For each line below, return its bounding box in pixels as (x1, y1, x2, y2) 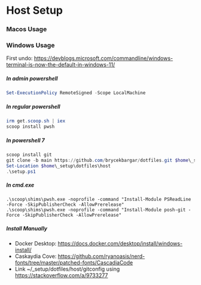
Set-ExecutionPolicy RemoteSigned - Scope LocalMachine (6, 90, 146, 96)
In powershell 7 (6, 136, 45, 144)
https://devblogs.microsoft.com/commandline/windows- (33, 55, 173, 62)
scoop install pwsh (6, 124, 55, 130)
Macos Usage (6, 25, 47, 34)
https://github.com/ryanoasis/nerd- (57, 253, 145, 260)
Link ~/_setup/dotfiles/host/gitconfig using (14, 265, 120, 273)
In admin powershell (6, 75, 58, 82)
